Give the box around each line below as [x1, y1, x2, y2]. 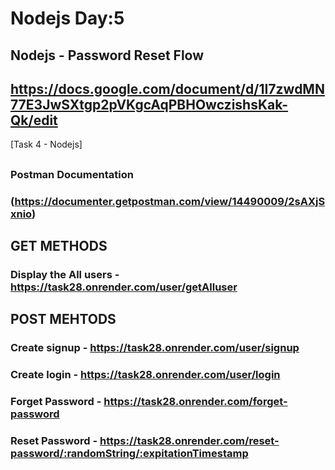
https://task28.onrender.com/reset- [99, 434, 280, 448]
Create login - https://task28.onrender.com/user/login [10, 368, 281, 382]
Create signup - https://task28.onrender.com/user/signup [10, 341, 300, 355]
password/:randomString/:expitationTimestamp [10, 447, 249, 461]
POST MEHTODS [10, 311, 117, 328]
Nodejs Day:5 [10, 7, 125, 30]
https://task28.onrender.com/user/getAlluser [10, 280, 238, 294]
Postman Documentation [10, 167, 134, 181]
